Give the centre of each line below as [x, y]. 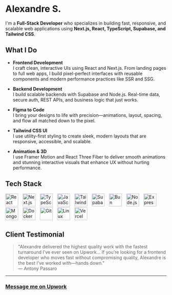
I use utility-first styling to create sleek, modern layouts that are [80, 136]
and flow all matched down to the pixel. [54, 121]
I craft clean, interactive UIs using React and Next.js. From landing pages [89, 68]
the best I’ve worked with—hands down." [61, 263]
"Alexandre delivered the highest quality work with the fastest [83, 247]
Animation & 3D [30, 151]
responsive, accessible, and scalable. [52, 141]
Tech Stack [24, 184]
